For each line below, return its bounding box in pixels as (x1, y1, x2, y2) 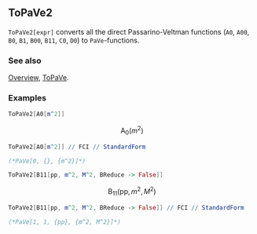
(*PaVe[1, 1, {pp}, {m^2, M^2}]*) (8, 218, 122, 226)
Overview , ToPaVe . (8, 73, 69, 82)
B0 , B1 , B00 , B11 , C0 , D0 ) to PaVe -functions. (8, 35, 140, 45)
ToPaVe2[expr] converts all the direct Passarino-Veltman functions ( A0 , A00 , (8, 27, 250, 36)
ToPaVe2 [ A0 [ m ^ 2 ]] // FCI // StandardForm (8, 143, 146, 151)
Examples (8, 93, 47, 104)
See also (8, 55, 42, 66)
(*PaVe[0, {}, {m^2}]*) (8, 157, 86, 165)
